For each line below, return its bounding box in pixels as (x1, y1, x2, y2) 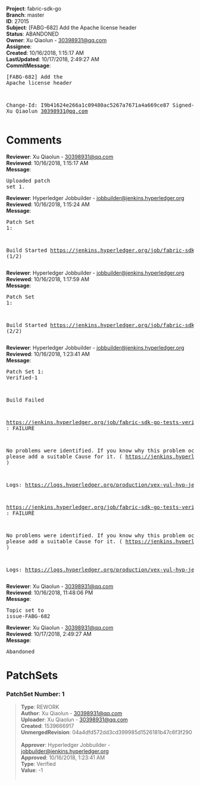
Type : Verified (20, 761, 57, 768)
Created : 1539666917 (20, 722, 74, 730)
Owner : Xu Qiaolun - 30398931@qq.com (6, 37, 107, 43)
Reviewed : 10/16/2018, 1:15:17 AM (6, 159, 89, 166)
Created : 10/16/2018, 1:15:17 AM (6, 49, 85, 56)
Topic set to (6, 607, 45, 613)
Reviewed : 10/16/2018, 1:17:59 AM (6, 275, 89, 282)
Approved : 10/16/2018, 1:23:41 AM (20, 754, 105, 761)
